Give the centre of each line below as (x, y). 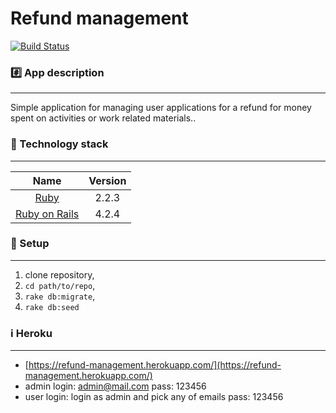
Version (107, 180)
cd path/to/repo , (60, 285)
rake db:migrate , (60, 296)
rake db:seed (52, 307)
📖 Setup (30, 244)
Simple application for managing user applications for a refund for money (161, 108)
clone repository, (59, 274)
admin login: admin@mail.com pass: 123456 (115, 386)
